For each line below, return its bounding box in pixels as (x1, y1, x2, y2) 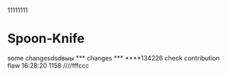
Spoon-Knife (7, 31, 85, 46)
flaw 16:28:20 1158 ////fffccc (7, 61, 90, 70)
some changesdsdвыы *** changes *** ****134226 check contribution (7, 53, 220, 62)
